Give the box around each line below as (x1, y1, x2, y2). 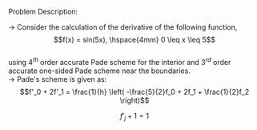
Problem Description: (8, 7, 78, 16)
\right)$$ (119, 95, 150, 105)
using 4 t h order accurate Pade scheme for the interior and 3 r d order (8, 56, 231, 67)
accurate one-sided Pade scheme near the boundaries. (8, 66, 191, 75)
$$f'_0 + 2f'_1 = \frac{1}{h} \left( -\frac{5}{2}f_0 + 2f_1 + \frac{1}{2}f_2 (19, 87, 250, 96)
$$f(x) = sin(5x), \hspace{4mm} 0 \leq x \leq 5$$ (53, 35, 216, 44)
